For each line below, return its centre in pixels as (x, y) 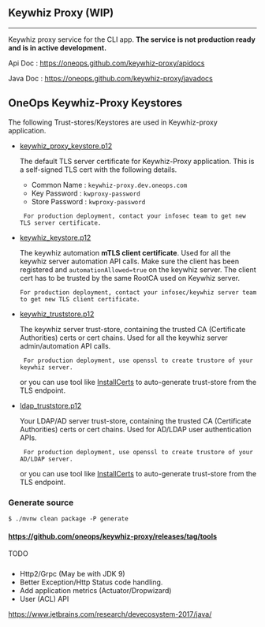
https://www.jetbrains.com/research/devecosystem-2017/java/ (110, 614)
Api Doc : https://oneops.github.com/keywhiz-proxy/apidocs (106, 63)
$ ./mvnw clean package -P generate (68, 519)
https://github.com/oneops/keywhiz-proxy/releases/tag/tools (113, 536)
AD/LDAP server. (46, 459)
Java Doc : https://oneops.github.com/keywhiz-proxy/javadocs (110, 78)
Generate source (41, 502)
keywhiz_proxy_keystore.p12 (66, 146)
